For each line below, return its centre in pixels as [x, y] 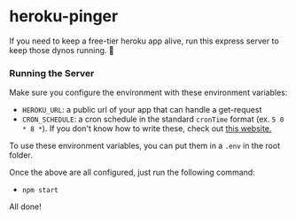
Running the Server [52, 73]
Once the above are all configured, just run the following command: [132, 172]
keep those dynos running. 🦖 [62, 50]
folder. [21, 155]
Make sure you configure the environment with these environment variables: [148, 93]
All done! [25, 207]
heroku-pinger [64, 16]
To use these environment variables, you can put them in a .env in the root [145, 146]
